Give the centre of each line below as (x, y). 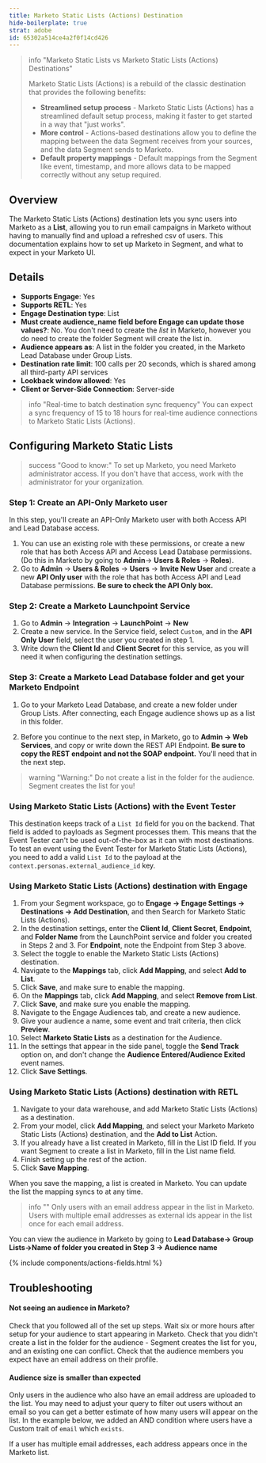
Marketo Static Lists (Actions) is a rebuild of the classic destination (137, 84)
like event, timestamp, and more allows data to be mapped (135, 166)
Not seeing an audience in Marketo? (69, 1308)
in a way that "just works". (83, 124)
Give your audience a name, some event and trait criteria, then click (131, 1021)
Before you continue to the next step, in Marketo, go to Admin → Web (134, 736)
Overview (34, 200)
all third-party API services (64, 372)
